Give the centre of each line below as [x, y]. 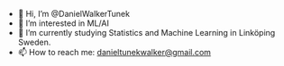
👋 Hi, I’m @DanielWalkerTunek [74, 14]
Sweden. [34, 42]
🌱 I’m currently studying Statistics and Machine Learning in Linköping [147, 33]
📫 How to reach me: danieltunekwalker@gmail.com [115, 52]
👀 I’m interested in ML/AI [64, 23]
